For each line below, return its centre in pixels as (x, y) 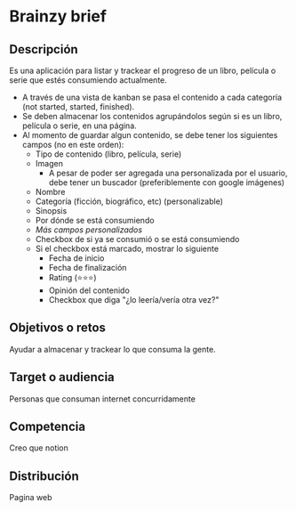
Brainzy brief (58, 16)
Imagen (49, 163)
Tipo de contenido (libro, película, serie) (108, 154)
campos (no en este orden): (73, 145)
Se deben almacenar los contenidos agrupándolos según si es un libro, (152, 116)
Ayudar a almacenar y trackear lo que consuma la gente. (112, 349)
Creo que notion (39, 448)
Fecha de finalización (88, 268)
